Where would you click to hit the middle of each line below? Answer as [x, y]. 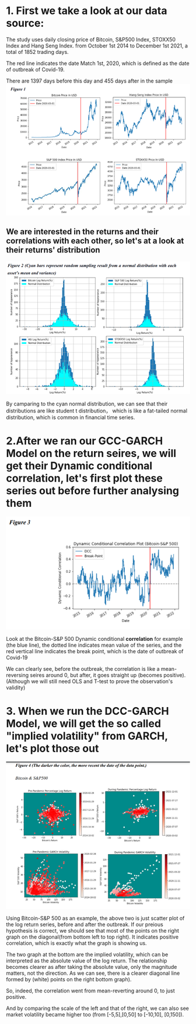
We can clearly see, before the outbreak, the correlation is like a [83, 669]
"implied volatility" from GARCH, [87, 736]
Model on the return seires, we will [91, 453]
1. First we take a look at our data [87, 11]
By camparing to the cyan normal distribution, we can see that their [87, 404]
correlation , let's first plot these [85, 478]
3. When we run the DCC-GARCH [87, 711]
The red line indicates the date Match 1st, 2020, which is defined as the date [98, 63]
